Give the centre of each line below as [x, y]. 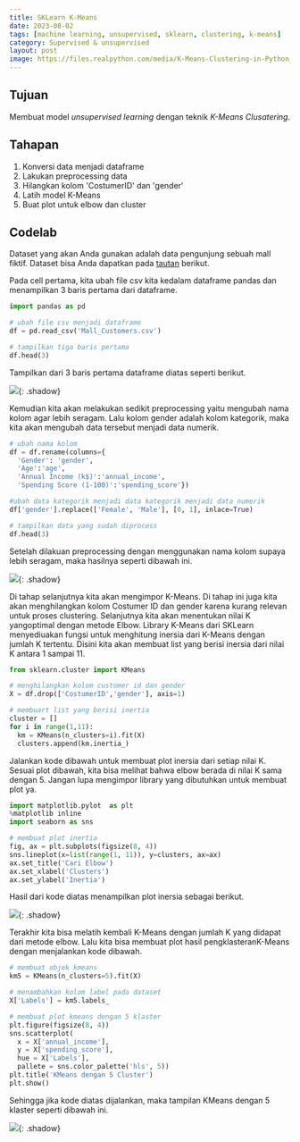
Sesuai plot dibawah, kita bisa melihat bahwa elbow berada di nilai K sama [146, 770]
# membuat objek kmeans [54, 968]
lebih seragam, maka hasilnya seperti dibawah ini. [101, 560]
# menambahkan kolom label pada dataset [86, 993]
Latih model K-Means [61, 195]
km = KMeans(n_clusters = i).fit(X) [81, 735]
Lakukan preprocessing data [75, 176]
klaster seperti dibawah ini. [59, 1110]
